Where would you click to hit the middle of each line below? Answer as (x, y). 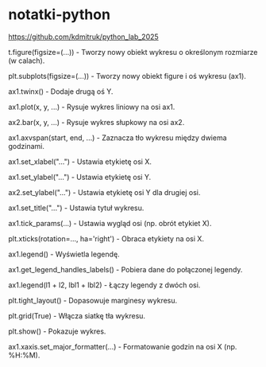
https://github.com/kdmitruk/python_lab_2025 (83, 37)
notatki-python (60, 15)
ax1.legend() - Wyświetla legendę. (64, 254)
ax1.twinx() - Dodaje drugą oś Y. (61, 91)
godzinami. (27, 146)
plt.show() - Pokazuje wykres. (57, 331)
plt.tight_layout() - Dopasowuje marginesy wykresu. (93, 300)
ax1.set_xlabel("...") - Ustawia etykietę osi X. (80, 162)
